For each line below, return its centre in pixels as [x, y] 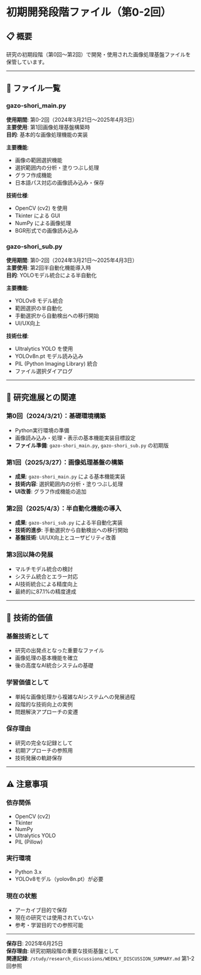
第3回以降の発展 [30, 555]
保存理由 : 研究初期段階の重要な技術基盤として [63, 951]
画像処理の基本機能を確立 [46, 658]
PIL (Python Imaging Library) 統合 [56, 363]
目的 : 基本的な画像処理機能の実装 [47, 134]
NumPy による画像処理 [43, 223]
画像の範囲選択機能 [39, 160]
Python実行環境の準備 [42, 430]
